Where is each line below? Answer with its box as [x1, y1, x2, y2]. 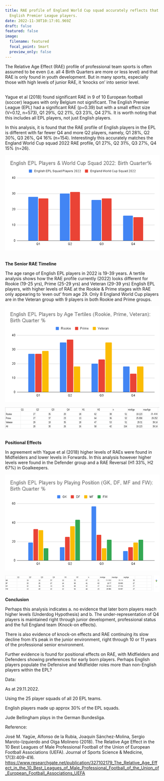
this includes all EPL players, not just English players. [5, 115, 112, 120]
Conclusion [5, 596, 29, 602]
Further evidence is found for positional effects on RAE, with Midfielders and [5, 651, 159, 657]
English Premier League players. [9, 13, 78, 18]
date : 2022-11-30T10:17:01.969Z [5, 18, 71, 23]
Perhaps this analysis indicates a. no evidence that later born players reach [5, 606, 157, 612]
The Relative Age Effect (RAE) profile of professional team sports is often [5, 63, 152, 69]
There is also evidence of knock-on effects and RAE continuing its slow [5, 631, 149, 637]
